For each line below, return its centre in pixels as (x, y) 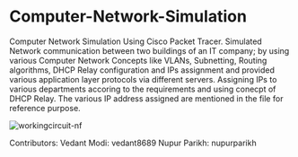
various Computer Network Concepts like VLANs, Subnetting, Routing (138, 60)
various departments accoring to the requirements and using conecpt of (143, 89)
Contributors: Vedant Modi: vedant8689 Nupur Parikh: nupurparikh (133, 143)
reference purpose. (45, 108)
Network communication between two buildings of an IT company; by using (149, 50)
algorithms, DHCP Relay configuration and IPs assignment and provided (142, 70)
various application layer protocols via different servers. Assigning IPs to (143, 79)
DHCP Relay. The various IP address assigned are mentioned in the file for (146, 98)
